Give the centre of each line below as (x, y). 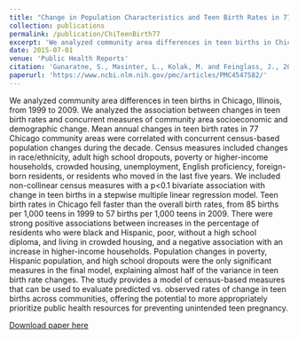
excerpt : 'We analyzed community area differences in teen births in (141, 42)
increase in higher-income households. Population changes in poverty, (138, 251)
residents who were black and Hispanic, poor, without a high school (133, 233)
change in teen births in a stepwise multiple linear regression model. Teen (144, 194)
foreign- (271, 166)
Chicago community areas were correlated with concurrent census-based (145, 138)
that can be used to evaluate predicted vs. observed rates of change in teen (148, 288)
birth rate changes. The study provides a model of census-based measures (147, 280)
